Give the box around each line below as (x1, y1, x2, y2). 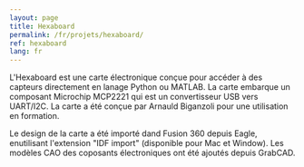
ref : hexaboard (9, 38, 67, 48)
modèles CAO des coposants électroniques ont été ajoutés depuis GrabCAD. (9, 147, 296, 159)
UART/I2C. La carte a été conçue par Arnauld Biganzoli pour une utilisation (9, 101, 289, 112)
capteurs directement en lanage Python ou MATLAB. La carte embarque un (9, 82, 290, 93)
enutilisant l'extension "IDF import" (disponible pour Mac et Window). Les (9, 138, 284, 149)
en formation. (9, 111, 60, 122)
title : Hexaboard (9, 22, 75, 31)
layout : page (9, 13, 59, 23)
